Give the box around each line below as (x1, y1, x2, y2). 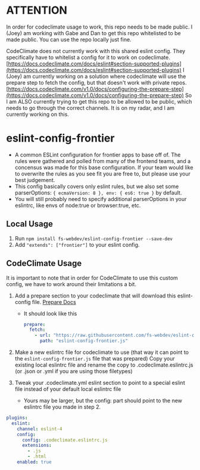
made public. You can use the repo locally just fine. (6, 36, 132, 43)
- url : (35, 333, 51, 339)
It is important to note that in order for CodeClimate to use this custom (6, 274, 179, 281)
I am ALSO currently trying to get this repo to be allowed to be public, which (6, 98, 192, 105)
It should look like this (23, 310, 77, 317)
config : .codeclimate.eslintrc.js (21, 437, 108, 443)
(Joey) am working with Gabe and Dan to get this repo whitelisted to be (6, 29, 181, 36)
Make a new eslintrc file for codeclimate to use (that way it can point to (14, 349, 189, 356)
